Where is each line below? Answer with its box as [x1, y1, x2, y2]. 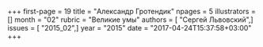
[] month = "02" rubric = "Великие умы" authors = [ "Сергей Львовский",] [7, 15, 254, 24]
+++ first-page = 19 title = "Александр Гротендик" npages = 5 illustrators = [7, 7, 257, 16]
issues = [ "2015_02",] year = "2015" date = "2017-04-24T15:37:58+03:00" [7, 23, 252, 32]
